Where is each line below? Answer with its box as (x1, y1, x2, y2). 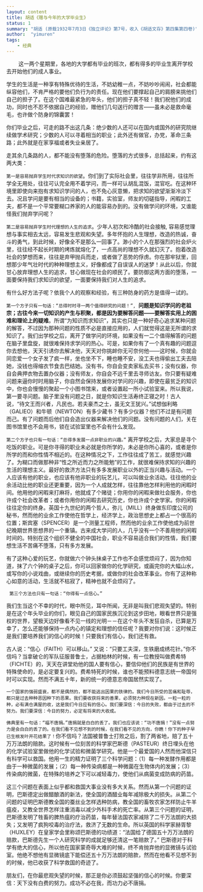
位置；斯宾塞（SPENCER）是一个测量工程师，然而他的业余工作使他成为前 (6, 519, 190, 526)
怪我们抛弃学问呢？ (6, 210, 54, 217)
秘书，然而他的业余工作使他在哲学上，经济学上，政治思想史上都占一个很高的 (6, 511, 197, 519)
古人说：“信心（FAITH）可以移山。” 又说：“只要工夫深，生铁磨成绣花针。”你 (6, 645, 192, 652)
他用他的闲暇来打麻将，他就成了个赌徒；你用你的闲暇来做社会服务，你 (16, 488, 192, 496)
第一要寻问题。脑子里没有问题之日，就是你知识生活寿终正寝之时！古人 (6, 392, 181, 400)
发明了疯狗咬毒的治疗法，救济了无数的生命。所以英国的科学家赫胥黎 (22, 820, 192, 828)
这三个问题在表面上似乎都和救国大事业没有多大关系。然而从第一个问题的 (6, 783, 186, 790)
